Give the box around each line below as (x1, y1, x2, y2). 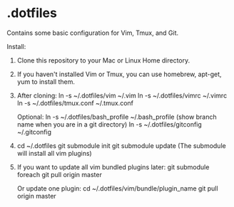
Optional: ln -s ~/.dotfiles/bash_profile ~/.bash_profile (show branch (16, 112, 217, 121)
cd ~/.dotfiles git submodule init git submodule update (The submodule (16, 141, 226, 150)
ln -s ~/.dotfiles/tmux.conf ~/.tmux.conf (16, 98, 133, 107)
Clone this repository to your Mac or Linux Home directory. (16, 55, 190, 65)
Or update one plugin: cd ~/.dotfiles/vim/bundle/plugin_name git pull (16, 184, 218, 193)
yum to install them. (16, 77, 76, 86)
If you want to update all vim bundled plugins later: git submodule (16, 162, 210, 171)
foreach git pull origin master (16, 170, 103, 179)
